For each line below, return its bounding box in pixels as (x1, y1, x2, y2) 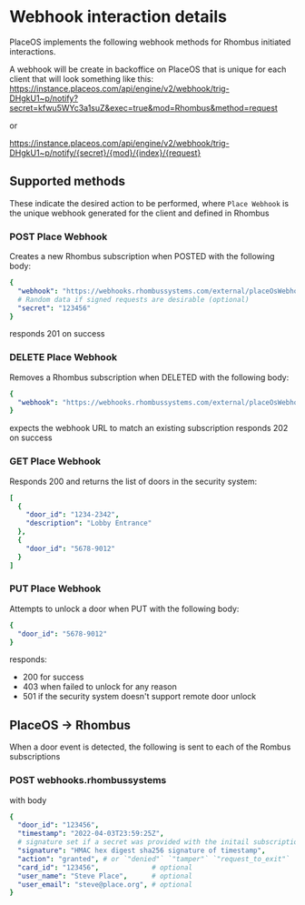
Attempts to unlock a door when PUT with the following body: (9, 603, 240, 614)
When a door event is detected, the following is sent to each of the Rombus (9, 741, 291, 752)
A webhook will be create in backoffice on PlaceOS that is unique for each (9, 64, 287, 75)
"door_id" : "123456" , (17, 820, 100, 830)
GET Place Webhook (9, 455, 102, 468)
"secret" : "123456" (17, 303, 92, 313)
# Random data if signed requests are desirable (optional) (17, 295, 250, 304)
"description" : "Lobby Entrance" (25, 518, 152, 528)
